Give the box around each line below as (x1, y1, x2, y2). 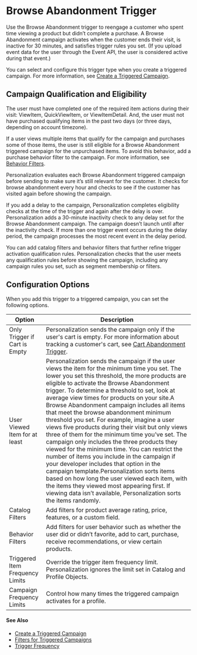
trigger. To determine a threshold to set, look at (46, 386, 175, 394)
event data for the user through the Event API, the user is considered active (6, 48, 188, 55)
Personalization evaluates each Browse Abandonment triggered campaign (6, 171, 186, 178)
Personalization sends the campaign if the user (46, 357, 176, 365)
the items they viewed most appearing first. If (46, 481, 171, 489)
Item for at (9, 430, 38, 438)
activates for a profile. (46, 597, 107, 605)
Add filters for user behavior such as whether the (46, 522, 181, 531)
